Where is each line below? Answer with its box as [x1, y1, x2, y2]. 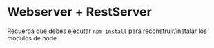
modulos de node [7, 34, 57, 42]
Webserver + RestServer [7, 4, 152, 20]
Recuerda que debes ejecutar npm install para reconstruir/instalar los [7, 27, 207, 35]
